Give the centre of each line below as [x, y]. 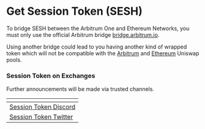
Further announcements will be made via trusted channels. [80, 89]
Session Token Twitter [41, 117]
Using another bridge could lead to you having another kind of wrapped [97, 47]
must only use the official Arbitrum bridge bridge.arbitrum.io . [83, 34]
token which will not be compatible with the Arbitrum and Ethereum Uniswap [103, 53]
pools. [14, 60]
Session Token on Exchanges [51, 76]
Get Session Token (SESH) [74, 11]
